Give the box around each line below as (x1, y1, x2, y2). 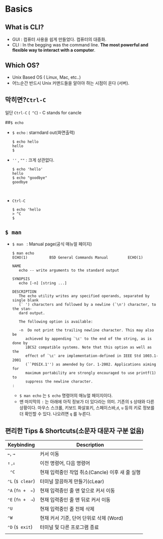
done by (12, 341, 28, 345)
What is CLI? (5, 23, 44, 31)
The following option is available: (18, 319, 93, 324)
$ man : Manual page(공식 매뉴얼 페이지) (12, 241, 92, 247)
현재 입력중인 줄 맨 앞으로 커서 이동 (39, 487, 115, 494)
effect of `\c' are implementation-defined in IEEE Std (25, 353, 141, 359)
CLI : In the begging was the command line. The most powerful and (12, 42, 148, 47)
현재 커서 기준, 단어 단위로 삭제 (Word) (39, 515, 124, 521)
